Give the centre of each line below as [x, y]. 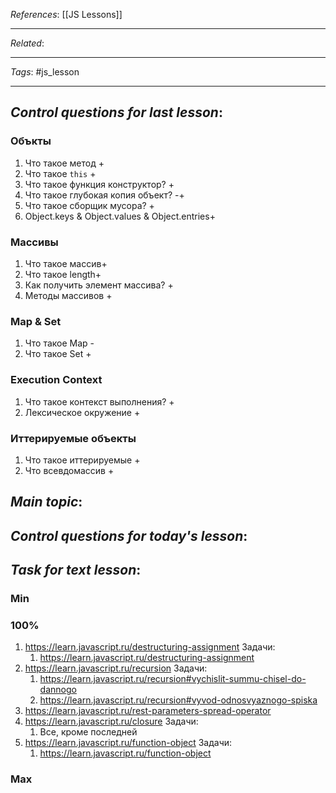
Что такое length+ [63, 274]
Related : [27, 43]
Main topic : [46, 502]
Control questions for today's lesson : [129, 535]
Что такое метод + [64, 163]
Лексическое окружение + [82, 412]
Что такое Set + [58, 354]
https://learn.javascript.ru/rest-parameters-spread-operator [148, 711]
